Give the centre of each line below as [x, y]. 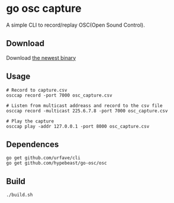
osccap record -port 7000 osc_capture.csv [59, 95]
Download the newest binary [41, 57]
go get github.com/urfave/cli [43, 158]
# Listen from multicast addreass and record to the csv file [84, 105]
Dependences [33, 144]
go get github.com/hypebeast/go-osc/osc [57, 163]
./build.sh [20, 195]
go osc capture [44, 9]
